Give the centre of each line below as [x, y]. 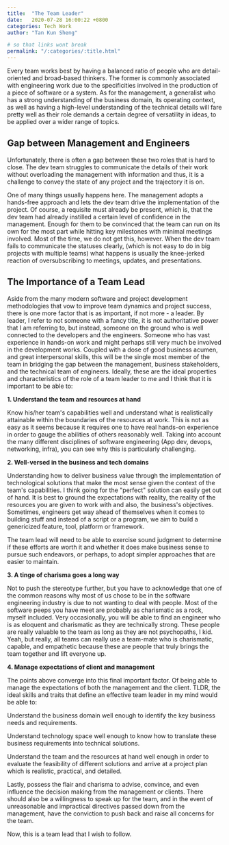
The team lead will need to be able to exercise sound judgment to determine [114, 539]
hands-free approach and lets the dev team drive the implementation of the [113, 202]
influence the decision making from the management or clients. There [105, 792]
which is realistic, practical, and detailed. [64, 771]
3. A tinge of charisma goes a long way [63, 575]
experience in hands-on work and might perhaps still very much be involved [114, 342]
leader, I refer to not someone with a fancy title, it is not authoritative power [113, 320]
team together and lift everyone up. [57, 653]
